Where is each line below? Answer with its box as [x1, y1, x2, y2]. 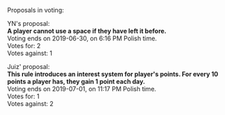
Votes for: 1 [7, 92, 40, 100]
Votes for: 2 [7, 42, 41, 49]
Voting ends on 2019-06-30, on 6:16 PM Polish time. [7, 34, 157, 43]
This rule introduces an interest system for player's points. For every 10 [7, 70, 219, 78]
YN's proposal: [7, 20, 50, 27]
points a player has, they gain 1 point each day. [7, 77, 146, 86]
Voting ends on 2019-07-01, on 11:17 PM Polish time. [7, 85, 157, 93]
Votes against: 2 [7, 100, 54, 107]
